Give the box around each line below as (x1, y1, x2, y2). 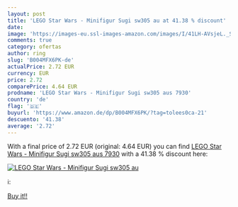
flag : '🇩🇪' (7, 103, 42, 110)
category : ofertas (7, 43, 62, 50)
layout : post (7, 10, 46, 18)
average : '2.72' (7, 122, 55, 130)
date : (7, 23, 23, 30)
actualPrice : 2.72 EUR (7, 63, 74, 70)
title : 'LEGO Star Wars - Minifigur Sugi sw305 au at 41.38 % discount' (7, 17, 227, 24)
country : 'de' (7, 96, 50, 103)
